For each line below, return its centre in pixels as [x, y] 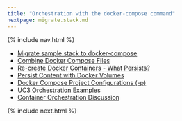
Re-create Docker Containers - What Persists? [84, 68]
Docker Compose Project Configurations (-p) [82, 82]
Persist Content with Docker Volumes [71, 75]
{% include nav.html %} [41, 39]
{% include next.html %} [42, 111]
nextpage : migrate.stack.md [48, 20]
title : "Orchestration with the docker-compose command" [91, 13]
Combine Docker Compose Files [64, 60]
